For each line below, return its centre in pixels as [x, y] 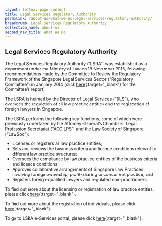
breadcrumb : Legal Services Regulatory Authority [56, 23]
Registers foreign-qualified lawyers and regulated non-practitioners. [80, 179]
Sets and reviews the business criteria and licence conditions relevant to [84, 148]
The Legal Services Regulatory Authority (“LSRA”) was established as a [76, 63]
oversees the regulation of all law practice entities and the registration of [77, 104]
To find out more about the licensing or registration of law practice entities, [80, 189]
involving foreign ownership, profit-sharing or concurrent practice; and [82, 174]
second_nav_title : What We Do [36, 32]
